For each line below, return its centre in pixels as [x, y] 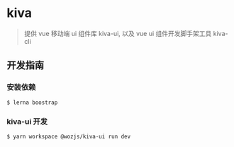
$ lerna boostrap [32, 102]
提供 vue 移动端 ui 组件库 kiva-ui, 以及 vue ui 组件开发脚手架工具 [118, 33]
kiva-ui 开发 [27, 122]
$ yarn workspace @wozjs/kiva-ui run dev [69, 136]
